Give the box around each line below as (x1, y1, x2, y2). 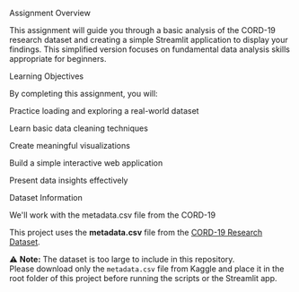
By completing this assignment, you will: (9, 89, 159, 99)
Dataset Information (9, 193, 83, 202)
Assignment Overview (9, 8, 92, 18)
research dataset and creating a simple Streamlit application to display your (9, 35, 289, 45)
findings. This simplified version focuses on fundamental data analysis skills (9, 44, 290, 55)
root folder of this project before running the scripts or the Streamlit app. (9, 273, 277, 283)
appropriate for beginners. (9, 54, 107, 64)
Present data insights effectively (9, 175, 128, 185)
